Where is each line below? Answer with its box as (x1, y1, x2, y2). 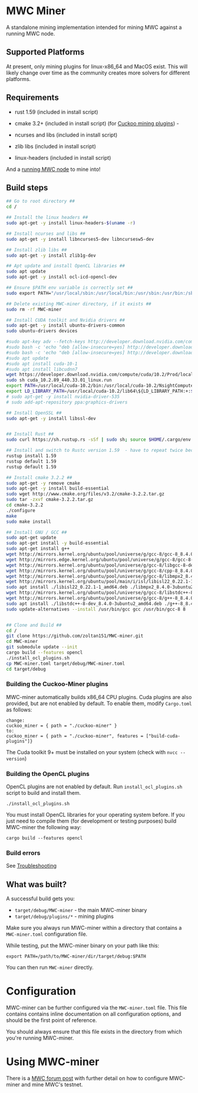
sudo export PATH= (6, 290, 51, 296)
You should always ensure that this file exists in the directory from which (6, 1028, 183, 1036)
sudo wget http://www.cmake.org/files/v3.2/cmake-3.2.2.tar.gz (6, 491, 165, 497)
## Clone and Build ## (6, 622, 62, 628)
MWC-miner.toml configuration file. (6, 930, 88, 938)
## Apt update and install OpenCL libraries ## (6, 263, 126, 269)
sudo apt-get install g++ (6, 546, 70, 552)
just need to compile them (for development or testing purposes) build (6, 817, 177, 824)
